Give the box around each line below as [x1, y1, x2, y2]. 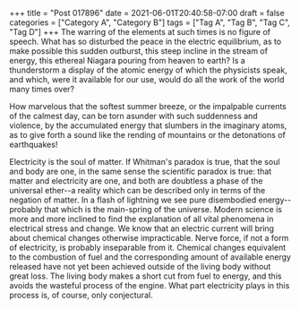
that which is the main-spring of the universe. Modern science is [44, 204, 282, 214]
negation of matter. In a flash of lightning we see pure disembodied [9, 194, 257, 205]
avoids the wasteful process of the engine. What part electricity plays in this [9, 280, 290, 290]
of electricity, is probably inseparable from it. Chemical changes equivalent [9, 242, 287, 253]
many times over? [9, 84, 75, 94]
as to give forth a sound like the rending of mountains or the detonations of [9, 130, 287, 140]
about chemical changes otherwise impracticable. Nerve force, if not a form [9, 233, 289, 243]
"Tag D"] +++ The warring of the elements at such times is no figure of [9, 27, 271, 37]
